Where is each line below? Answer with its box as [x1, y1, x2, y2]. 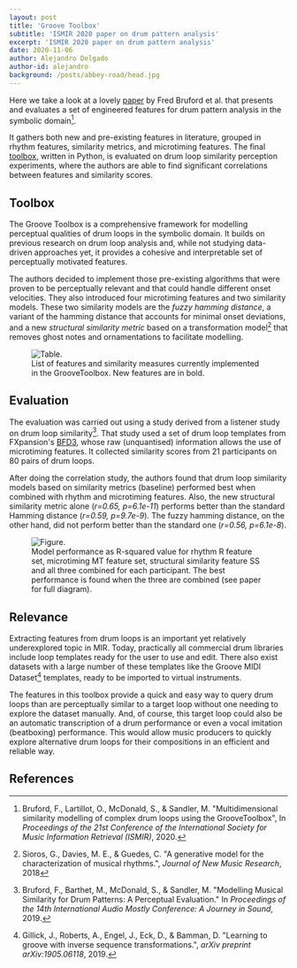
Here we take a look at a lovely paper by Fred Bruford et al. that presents [9, 95, 274, 105]
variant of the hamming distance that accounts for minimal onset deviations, [9, 311, 286, 322]
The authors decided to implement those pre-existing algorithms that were [9, 273, 280, 284]
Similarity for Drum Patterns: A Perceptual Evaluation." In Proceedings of [21, 894, 286, 904]
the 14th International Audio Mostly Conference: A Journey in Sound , [21, 903, 274, 914]
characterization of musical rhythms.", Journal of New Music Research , [21, 857, 282, 868]
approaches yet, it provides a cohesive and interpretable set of [34, 247, 263, 257]
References [9, 772, 74, 787]
